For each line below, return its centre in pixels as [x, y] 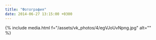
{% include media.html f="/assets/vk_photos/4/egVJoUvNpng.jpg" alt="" [78, 27]
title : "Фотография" [26, 9]
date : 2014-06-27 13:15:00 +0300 [39, 14]
